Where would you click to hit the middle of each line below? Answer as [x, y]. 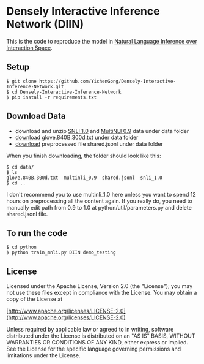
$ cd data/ [20, 167]
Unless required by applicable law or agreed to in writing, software [90, 330]
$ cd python [21, 247]
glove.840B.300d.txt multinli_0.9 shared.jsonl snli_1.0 [85, 178]
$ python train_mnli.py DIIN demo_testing [61, 252]
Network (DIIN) [45, 24]
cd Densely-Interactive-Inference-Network [67, 92]
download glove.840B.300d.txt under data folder [77, 137]
